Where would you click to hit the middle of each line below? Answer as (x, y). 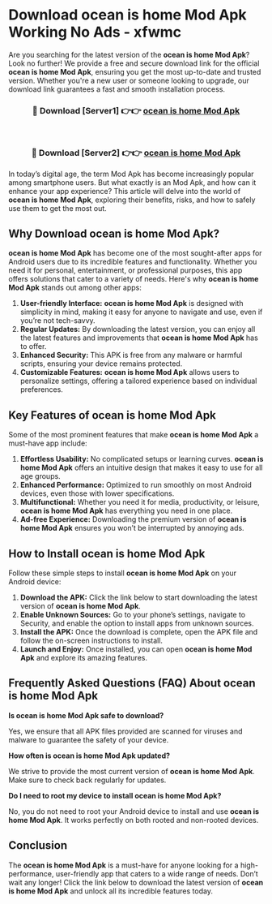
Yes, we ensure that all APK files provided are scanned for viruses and (125, 731)
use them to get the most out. (57, 208)
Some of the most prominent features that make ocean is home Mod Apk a (134, 435)
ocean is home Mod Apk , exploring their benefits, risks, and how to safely (132, 200)
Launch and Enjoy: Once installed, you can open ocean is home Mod (136, 649)
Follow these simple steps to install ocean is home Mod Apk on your (123, 573)
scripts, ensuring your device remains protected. (101, 364)
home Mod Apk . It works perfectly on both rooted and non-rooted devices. (134, 820)
